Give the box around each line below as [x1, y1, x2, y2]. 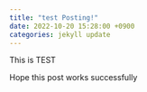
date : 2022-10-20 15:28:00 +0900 [9, 22, 135, 31]
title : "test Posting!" [9, 13, 99, 23]
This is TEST [9, 55, 57, 66]
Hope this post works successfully [9, 72, 138, 83]
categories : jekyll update [9, 30, 111, 39]
